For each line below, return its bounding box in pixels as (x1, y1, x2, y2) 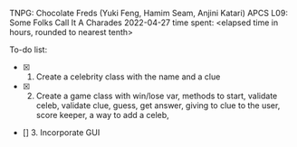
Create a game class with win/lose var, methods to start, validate (35, 90, 278, 101)
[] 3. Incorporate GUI (22, 127, 101, 138)
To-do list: (9, 44, 48, 55)
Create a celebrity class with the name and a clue (35, 71, 221, 82)
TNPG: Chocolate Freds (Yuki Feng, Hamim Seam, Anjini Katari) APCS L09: (9, 8, 288, 18)
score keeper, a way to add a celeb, (35, 110, 169, 120)
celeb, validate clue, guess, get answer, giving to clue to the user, (35, 100, 281, 111)
